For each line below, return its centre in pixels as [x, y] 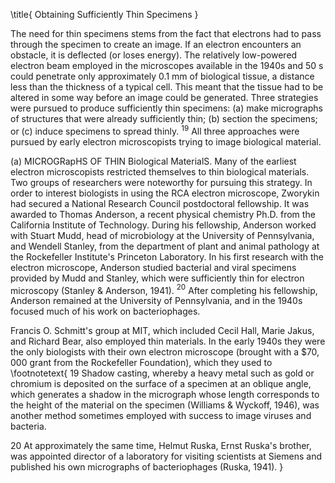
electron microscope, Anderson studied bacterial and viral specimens [153, 267]
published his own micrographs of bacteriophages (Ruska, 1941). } [147, 467]
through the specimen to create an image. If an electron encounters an [156, 44]
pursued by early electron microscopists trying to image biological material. [166, 141]
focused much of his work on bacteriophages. [105, 311]
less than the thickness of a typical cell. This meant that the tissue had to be [167, 87]
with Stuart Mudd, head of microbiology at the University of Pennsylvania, [162, 235]
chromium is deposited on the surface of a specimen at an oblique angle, [161, 384]
